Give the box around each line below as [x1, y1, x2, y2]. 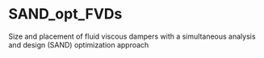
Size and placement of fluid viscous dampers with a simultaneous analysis [8, 31, 256, 41]
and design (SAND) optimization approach [8, 39, 149, 49]
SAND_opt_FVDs [8, 5, 123, 23]
